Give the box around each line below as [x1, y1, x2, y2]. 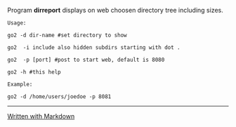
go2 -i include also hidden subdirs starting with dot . [7, 44, 181, 51]
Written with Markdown [7, 112, 75, 120]
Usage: [7, 20, 27, 27]
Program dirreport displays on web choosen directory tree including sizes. [7, 6, 223, 14]
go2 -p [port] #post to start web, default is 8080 [7, 56, 165, 63]
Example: [7, 81, 33, 88]
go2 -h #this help [7, 69, 61, 76]
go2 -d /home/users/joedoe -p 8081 [7, 93, 112, 100]
